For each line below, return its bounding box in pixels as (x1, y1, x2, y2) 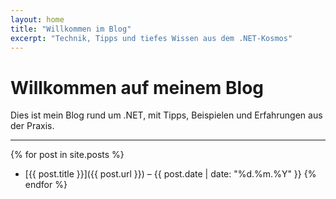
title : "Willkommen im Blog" (10, 24, 132, 34)
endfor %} (24, 179, 68, 191)
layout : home (10, 14, 65, 25)
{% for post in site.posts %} (10, 149, 125, 161)
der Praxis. (10, 120, 55, 132)
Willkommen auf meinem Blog (10, 76, 265, 99)
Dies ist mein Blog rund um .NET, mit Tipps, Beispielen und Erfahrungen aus (10, 109, 323, 121)
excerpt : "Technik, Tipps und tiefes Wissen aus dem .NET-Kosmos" (10, 33, 293, 43)
